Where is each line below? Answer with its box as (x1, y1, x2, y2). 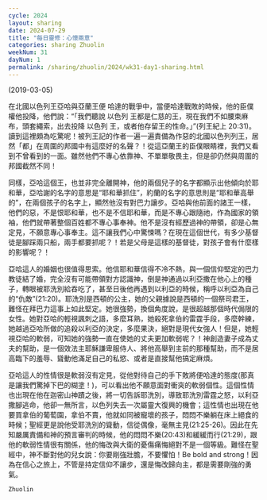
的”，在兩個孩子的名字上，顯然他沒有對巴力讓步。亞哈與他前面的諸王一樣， (8, 198, 256, 207)
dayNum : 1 (8, 56, 41, 64)
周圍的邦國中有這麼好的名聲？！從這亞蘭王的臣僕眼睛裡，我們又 (42, 140, 252, 151)
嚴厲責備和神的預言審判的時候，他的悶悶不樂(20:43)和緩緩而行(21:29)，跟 (14, 429, 258, 439)
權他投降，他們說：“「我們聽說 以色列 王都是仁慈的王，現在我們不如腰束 (8, 111, 242, 121)
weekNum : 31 (8, 48, 48, 56)
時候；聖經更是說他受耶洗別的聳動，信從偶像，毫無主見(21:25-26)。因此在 (8, 420, 252, 429)
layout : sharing (8, 19, 62, 27)
